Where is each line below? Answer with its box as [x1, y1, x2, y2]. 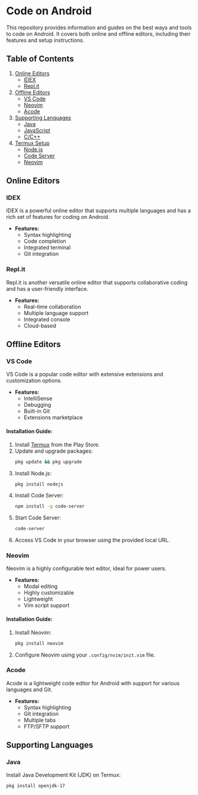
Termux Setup [14, 139, 50, 147]
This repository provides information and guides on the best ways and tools [6, 24, 192, 31]
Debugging [23, 401, 52, 409]
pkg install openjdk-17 [6, 783, 66, 789]
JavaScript [23, 126, 51, 134]
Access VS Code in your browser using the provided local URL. [14, 537, 170, 544]
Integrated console [23, 315, 70, 323]
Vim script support [23, 602, 70, 609]
